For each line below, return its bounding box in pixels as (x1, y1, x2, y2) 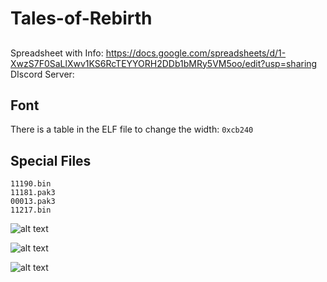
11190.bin (10, 179, 52, 189)
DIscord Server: (10, 68, 75, 80)
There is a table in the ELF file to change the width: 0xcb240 (10, 123, 254, 136)
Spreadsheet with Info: (10, 47, 104, 59)
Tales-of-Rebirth (10, 7, 153, 30)
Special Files (10, 152, 92, 169)
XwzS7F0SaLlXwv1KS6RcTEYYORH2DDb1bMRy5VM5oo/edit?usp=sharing (10, 57, 318, 69)
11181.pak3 (10, 188, 56, 198)
